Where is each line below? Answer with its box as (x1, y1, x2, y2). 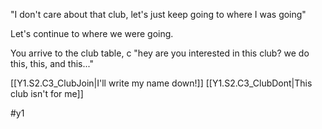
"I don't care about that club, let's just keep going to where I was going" (10, 9, 307, 20)
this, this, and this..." (10, 58, 94, 69)
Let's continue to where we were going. (10, 28, 174, 39)
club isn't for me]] (10, 88, 84, 99)
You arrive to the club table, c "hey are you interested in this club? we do (10, 47, 310, 59)
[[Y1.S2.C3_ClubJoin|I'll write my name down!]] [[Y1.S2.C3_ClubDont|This (10, 77, 313, 89)
